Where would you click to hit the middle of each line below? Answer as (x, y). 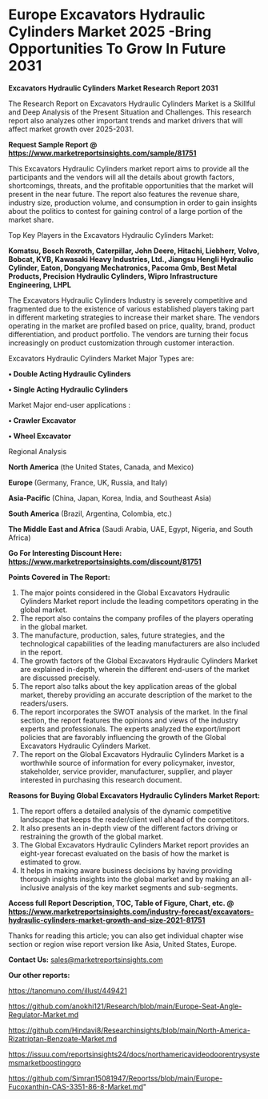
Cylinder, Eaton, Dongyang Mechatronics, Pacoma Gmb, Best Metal (123, 268)
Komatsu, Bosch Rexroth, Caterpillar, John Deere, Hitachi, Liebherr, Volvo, (134, 251)
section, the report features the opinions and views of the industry (129, 720)
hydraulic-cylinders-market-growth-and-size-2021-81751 (107, 920)
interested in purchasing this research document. (101, 779)
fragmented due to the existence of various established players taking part (131, 308)
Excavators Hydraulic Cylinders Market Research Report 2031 (113, 88)
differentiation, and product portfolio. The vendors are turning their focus (128, 334)
